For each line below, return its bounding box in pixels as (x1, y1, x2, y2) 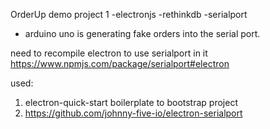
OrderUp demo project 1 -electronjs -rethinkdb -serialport (10, 9, 248, 20)
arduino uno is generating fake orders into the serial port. (24, 28, 261, 39)
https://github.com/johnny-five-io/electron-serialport (24, 107, 243, 119)
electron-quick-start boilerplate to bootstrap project (24, 97, 238, 108)
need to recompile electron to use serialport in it (10, 47, 208, 59)
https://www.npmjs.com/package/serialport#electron (10, 58, 230, 69)
